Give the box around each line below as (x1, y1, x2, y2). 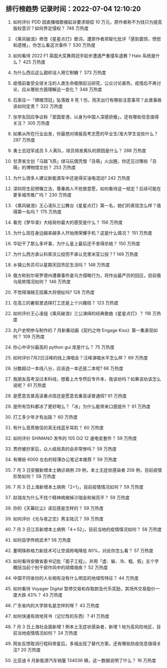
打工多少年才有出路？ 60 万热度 (12, 414, 78, 420)
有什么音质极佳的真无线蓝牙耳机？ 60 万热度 (12, 424, 104, 430)
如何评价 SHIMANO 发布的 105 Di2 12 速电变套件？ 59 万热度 (12, 435, 137, 441)
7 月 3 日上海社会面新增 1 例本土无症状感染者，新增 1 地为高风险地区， (12, 624, 157, 630)
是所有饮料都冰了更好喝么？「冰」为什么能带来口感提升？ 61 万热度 (12, 403, 151, 409)
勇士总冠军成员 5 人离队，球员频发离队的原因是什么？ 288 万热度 (12, 147, 146, 153)
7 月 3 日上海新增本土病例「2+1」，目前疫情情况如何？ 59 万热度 (12, 484, 144, 490)
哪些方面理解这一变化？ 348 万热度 (30, 86, 102, 92)
